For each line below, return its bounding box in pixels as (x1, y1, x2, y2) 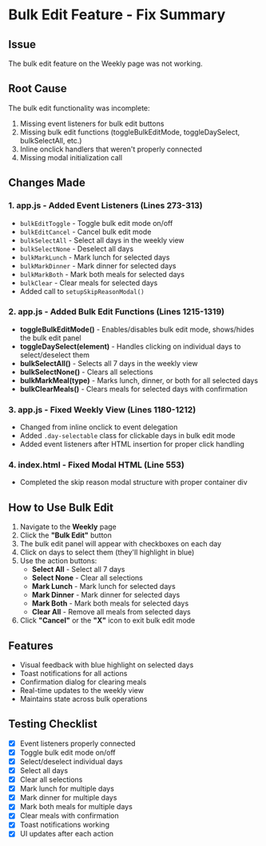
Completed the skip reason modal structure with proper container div (19, 477, 248, 487)
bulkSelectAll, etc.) (19, 135, 82, 145)
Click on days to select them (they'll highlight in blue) (19, 547, 195, 558)
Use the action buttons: (19, 556, 97, 566)
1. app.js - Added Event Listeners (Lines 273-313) (8, 200, 203, 211)
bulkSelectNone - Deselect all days (19, 244, 134, 253)
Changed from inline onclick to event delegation (19, 422, 178, 432)
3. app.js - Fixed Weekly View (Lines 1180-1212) (8, 404, 197, 415)
